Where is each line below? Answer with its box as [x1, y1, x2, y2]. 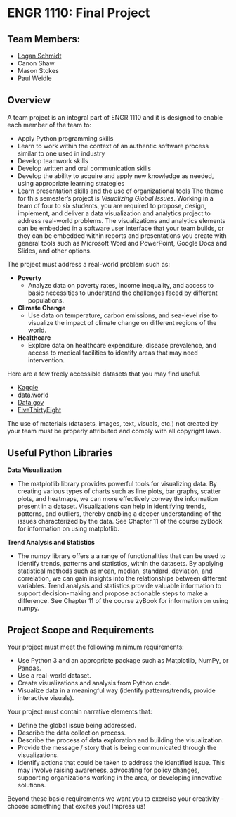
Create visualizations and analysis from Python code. [17, 679, 172, 688]
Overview [7, 94, 51, 106]
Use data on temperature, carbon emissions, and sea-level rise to [27, 311, 218, 319]
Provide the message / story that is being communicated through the [17, 744, 217, 752]
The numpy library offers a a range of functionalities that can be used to [17, 551, 226, 560]
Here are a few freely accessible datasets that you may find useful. [7, 369, 202, 378]
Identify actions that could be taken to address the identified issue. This [17, 759, 225, 767]
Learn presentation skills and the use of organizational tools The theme [17, 186, 223, 195]
